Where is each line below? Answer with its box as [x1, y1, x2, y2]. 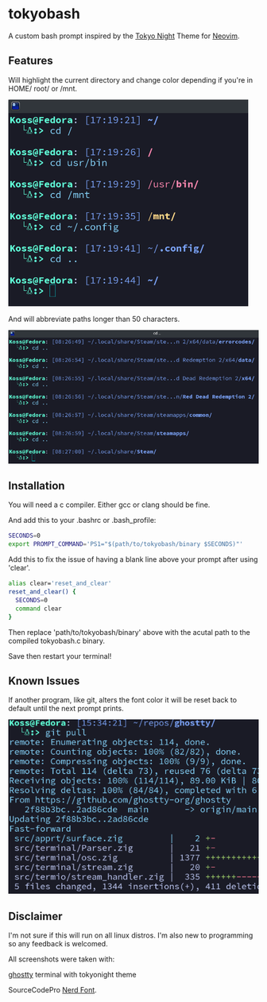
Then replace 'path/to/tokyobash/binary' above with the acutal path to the [8, 627, 250, 636]
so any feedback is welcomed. [8, 939, 109, 949]
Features [8, 54, 53, 68]
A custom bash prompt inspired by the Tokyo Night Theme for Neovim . [8, 31, 240, 41]
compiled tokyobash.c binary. [8, 636, 106, 645]
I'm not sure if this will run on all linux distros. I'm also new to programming [8, 930, 253, 940]
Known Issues [8, 674, 80, 687]
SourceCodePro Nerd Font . [8, 985, 97, 995]
